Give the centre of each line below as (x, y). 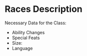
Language (22, 48)
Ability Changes (28, 32)
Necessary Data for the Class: (35, 23)
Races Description (44, 9)
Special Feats (26, 38)
